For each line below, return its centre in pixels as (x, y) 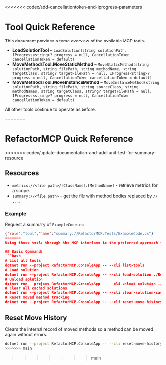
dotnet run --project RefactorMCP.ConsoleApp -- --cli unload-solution (80, 284)
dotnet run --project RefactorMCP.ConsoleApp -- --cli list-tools (75, 265)
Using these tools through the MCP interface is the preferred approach (82, 243)
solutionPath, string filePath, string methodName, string (74, 69)
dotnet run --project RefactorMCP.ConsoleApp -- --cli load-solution (78, 274)
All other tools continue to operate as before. (51, 109)
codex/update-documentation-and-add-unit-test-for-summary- (91, 152)
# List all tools (23, 261)
